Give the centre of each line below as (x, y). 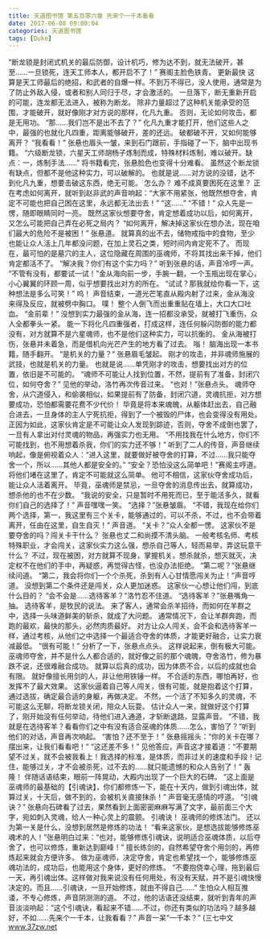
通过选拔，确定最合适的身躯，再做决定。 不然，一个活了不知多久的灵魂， (129, 697)
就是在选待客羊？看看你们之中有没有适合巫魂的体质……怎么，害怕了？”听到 (132, 726)
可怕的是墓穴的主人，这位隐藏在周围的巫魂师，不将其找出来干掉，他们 (145, 254)
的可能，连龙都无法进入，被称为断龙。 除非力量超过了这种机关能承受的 (125, 102)
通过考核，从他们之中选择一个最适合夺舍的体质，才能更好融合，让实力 (138, 636)
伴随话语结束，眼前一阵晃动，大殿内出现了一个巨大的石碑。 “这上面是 (139, 777)
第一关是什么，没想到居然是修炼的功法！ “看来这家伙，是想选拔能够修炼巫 (137, 827)
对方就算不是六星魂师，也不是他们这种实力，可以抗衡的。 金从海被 (139, 334)
